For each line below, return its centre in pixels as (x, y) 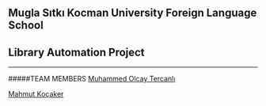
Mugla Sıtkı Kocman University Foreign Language (133, 13)
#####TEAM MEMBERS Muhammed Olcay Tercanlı (92, 79)
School (26, 26)
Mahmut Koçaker (36, 94)
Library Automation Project (76, 52)
